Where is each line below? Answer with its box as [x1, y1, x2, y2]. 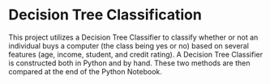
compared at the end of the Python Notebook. [8, 66, 162, 76]
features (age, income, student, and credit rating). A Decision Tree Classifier [8, 49, 264, 59]
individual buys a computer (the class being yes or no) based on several [8, 40, 250, 50]
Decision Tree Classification [8, 6, 203, 24]
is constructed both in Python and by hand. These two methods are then [8, 58, 251, 68]
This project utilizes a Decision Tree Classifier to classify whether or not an [8, 32, 259, 42]
